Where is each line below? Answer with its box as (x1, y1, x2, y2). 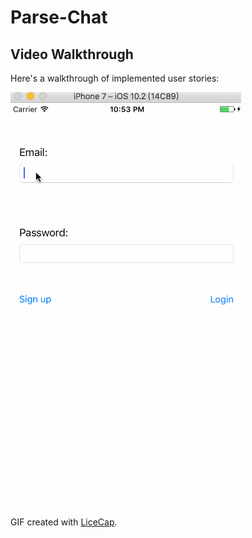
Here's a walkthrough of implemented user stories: (10, 72, 220, 84)
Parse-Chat (10, 6, 108, 29)
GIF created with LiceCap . (10, 516, 118, 528)
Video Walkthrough (10, 46, 134, 63)
